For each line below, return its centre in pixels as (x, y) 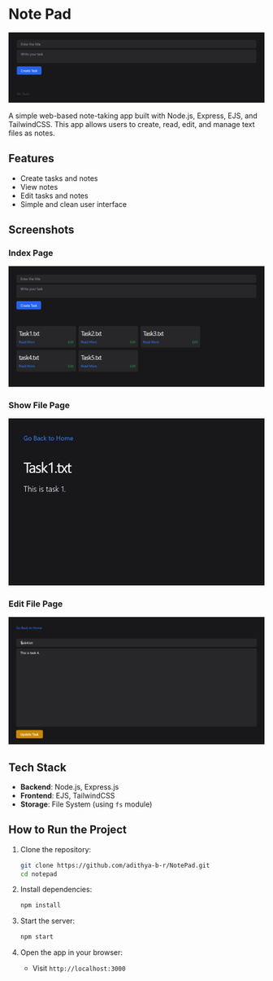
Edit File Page (36, 604)
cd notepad (39, 874)
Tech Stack (37, 767)
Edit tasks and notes (54, 196)
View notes (39, 187)
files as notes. (32, 133)
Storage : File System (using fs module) (86, 804)
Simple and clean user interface (74, 204)
